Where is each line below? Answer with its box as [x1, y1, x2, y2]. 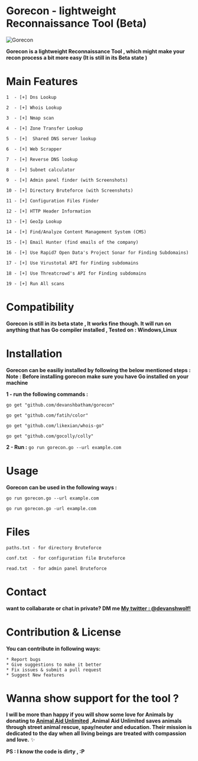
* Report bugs [6, 656, 41, 662]
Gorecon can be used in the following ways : [6, 483, 117, 491]
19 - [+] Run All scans [6, 280, 65, 286]
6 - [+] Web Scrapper [6, 146, 62, 152]
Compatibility [6, 301, 74, 314]
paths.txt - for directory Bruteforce [6, 544, 102, 551]
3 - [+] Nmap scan [6, 115, 54, 121]
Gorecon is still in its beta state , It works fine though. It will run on [6, 320, 171, 327]
